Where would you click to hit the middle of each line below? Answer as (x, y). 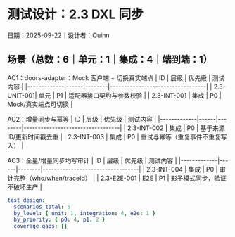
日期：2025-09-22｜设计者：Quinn (59, 35)
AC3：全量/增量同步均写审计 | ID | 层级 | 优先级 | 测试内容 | (92, 160)
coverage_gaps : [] (41, 226)
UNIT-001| (22, 95)
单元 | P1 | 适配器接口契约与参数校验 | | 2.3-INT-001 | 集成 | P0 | (130, 95)
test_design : (26, 200)
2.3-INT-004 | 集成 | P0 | (182, 169)
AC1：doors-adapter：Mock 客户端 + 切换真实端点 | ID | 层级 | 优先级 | (109, 77)
